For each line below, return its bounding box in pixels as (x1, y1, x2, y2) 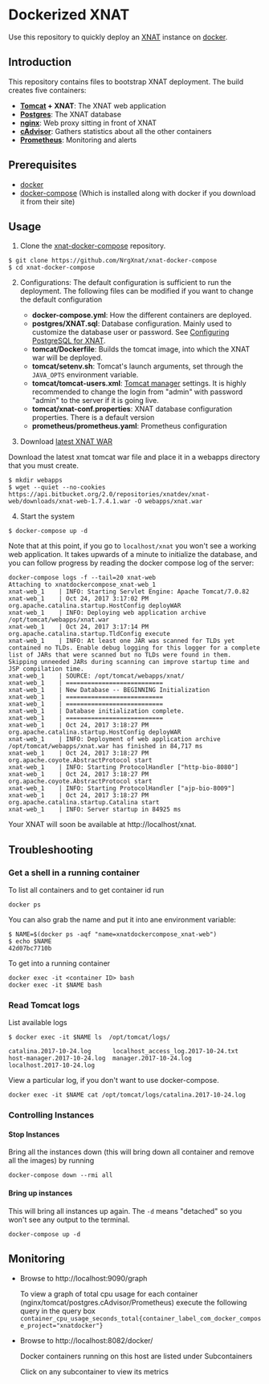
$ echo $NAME (8, 938, 52, 946)
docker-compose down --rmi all (8, 1171, 113, 1179)
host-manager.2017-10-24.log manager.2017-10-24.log (8, 1054, 193, 1063)
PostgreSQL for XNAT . (31, 336, 106, 346)
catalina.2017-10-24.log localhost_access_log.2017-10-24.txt (8, 1048, 239, 1056)
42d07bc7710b (8, 945, 52, 953)
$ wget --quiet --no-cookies (8, 483, 106, 491)
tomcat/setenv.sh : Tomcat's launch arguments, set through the (31, 361, 243, 371)
